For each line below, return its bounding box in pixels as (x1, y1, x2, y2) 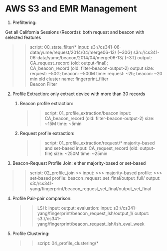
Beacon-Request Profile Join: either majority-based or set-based (12, 160, 146, 166)
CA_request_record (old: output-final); (29, 60, 108, 66)
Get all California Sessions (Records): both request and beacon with (5, 29, 145, 35)
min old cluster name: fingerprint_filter (29, 76, 109, 82)
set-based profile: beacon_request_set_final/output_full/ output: (29, 175, 161, 181)
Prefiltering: (12, 19, 37, 25)
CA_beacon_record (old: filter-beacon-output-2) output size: (29, 65, 155, 71)
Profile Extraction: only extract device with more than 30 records (12, 91, 146, 97)
